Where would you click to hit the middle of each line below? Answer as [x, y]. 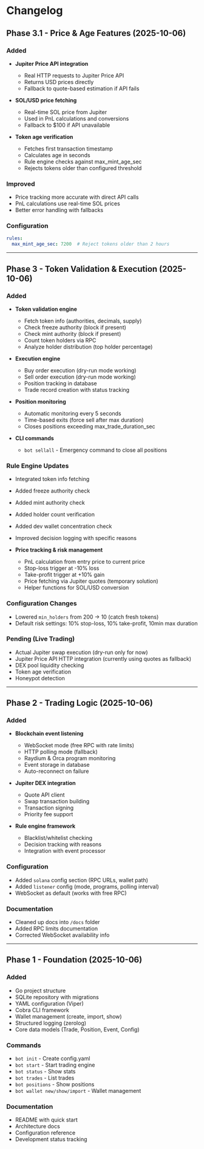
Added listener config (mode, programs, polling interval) [87, 886]
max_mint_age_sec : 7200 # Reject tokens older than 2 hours [91, 244]
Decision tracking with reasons [63, 844]
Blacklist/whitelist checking [58, 838]
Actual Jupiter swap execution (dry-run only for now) [81, 652]
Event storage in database [57, 765]
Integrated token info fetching [52, 479]
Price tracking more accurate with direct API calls [77, 197]
